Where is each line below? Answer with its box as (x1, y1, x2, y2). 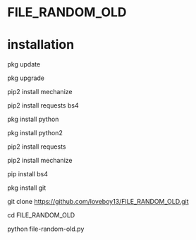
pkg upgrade (7, 74, 44, 82)
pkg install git (7, 183, 47, 192)
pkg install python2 (7, 129, 63, 137)
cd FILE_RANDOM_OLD (7, 211, 75, 219)
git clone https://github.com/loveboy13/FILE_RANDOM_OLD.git (7, 198, 189, 206)
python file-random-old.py (7, 224, 85, 234)
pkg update (7, 60, 41, 69)
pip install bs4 (7, 170, 48, 178)
